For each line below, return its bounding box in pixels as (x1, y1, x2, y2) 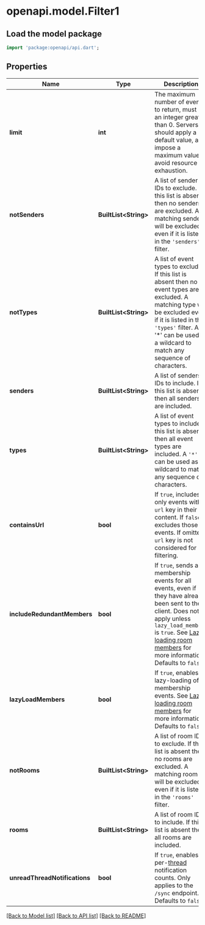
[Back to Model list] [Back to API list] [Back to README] (6, 912, 146, 919)
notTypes (9, 308, 38, 316)
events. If (154, 528, 181, 537)
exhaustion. (154, 166, 188, 174)
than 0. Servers (154, 120, 199, 129)
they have (154, 591, 183, 600)
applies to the (154, 881, 193, 890)
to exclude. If (154, 739, 192, 748)
